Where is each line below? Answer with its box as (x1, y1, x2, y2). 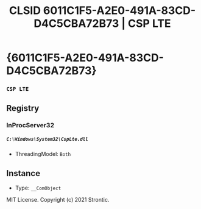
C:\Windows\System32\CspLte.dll (6, 136, 88, 143)
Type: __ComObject (15, 184, 62, 192)
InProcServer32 (6, 121, 55, 130)
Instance (6, 168, 41, 179)
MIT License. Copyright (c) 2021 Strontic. (6, 196, 110, 204)
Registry (6, 103, 40, 113)
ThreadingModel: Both (15, 151, 71, 158)
